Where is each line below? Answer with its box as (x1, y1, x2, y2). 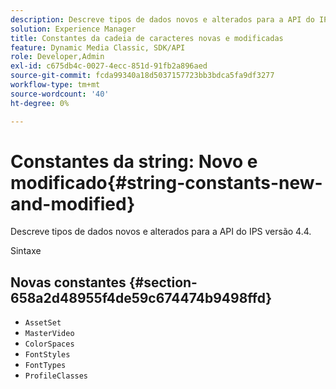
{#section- (128, 274, 198, 291)
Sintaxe (10, 245, 42, 257)
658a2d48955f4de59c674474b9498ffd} (10, 289, 273, 306)
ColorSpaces (24, 339, 75, 350)
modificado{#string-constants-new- (10, 171, 323, 194)
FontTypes (24, 361, 67, 371)
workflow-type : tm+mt (10, 80, 101, 90)
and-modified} (10, 192, 136, 215)
